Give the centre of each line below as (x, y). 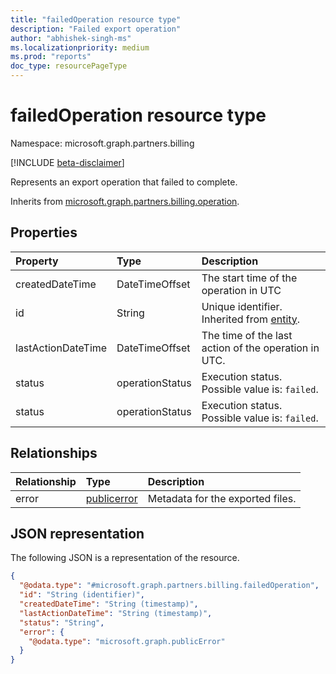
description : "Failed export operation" (96, 29)
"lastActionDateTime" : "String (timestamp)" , (116, 613)
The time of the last (247, 335)
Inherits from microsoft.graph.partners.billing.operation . (125, 201)
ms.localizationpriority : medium (80, 47)
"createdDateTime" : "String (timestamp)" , (109, 604)
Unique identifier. (242, 306)
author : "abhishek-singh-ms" (71, 38)
